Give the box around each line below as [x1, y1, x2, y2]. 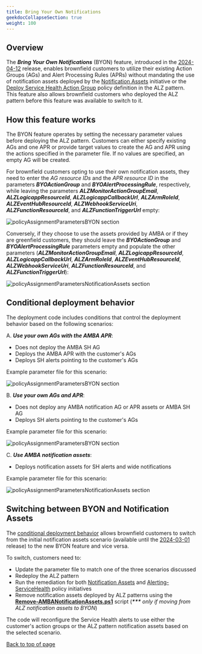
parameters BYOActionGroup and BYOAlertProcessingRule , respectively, [6, 181, 191, 188]
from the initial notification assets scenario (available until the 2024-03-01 [6, 536, 190, 543]
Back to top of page [6, 640, 55, 647]
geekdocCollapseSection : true [6, 15, 83, 21]
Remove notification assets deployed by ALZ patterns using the [14, 591, 173, 598]
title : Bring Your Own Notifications [6, 8, 101, 15]
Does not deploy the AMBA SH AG [14, 343, 101, 351]
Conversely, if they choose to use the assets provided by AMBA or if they [6, 230, 188, 237]
